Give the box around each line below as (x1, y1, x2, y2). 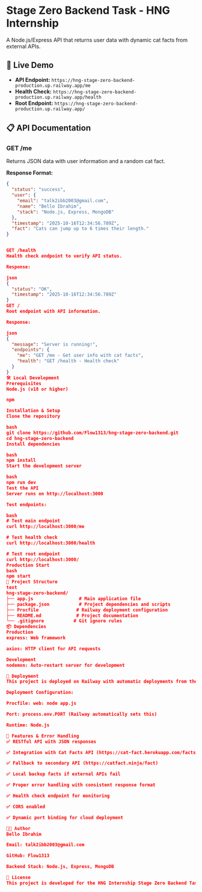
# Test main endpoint (6, 518, 61, 524)
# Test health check (6, 534, 58, 540)
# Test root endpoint (6, 551, 61, 557)
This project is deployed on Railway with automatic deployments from (6, 678, 187, 685)
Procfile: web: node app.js (6, 701, 77, 707)
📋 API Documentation (6, 123, 91, 133)
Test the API (6, 485, 39, 491)
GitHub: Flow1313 (6, 853, 50, 859)
